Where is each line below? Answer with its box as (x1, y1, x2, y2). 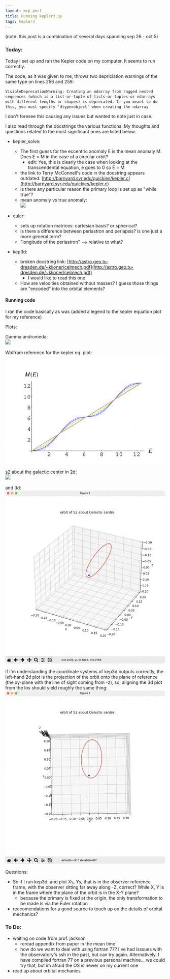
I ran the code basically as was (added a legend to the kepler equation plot (5, 308, 161, 314)
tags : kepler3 (5, 19, 36, 24)
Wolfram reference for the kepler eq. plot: (5, 349, 92, 356)
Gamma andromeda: (5, 333, 48, 339)
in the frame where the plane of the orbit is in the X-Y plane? (12, 889, 139, 896)
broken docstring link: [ (20, 258, 69, 265)
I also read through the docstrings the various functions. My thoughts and (5, 123, 160, 129)
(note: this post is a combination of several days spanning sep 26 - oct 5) (5, 34, 158, 40)
